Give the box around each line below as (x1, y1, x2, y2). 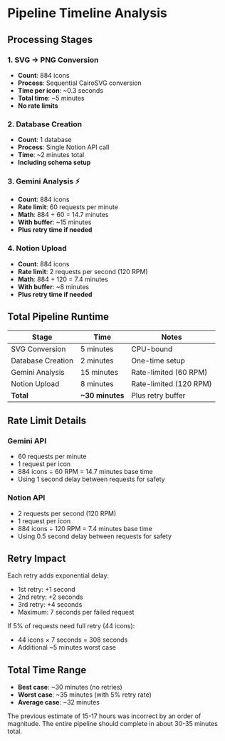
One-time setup (131, 356, 185, 366)
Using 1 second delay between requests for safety (17, 475, 165, 483)
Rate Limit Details (7, 414, 87, 426)
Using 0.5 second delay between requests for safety (17, 532, 172, 540)
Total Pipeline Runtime (7, 311, 109, 323)
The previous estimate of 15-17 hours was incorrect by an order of (7, 712, 202, 720)
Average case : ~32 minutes (17, 698, 100, 707)
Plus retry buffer (131, 390, 186, 400)
